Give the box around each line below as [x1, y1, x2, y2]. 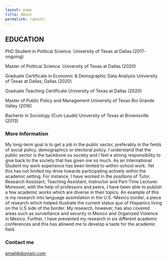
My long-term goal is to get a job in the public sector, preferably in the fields [5, 142, 162, 148]
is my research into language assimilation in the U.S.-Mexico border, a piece [5, 195, 162, 201]
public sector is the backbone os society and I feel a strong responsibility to [5, 152, 161, 158]
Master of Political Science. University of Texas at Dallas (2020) [5, 63, 136, 69]
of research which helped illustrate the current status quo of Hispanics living [5, 200, 163, 206]
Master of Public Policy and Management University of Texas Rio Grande [5, 98, 155, 104]
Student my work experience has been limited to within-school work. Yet [5, 163, 155, 169]
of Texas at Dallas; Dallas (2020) [5, 78, 72, 84]
